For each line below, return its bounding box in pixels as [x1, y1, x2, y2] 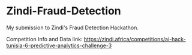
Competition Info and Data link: [6, 35, 83, 42]
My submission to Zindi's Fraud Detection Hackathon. [6, 24, 139, 31]
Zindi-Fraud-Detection [6, 4, 121, 18]
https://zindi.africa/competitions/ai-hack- [83, 35, 186, 42]
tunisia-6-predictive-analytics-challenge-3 [6, 42, 112, 49]
